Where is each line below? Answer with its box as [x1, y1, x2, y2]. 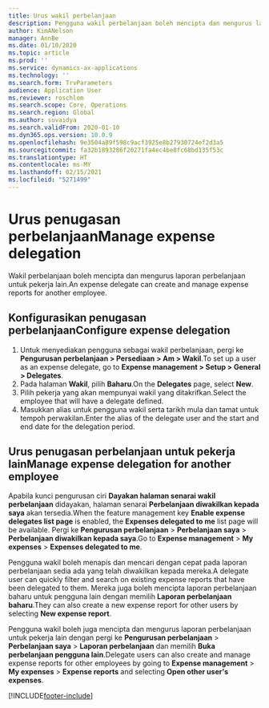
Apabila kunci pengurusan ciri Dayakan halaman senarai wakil [8, 491, 216, 501]
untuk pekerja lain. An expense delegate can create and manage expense [8, 279, 249, 289]
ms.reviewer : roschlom [8, 94, 84, 102]
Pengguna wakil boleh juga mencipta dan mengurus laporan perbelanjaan [8, 625, 251, 634]
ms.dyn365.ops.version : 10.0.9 [8, 131, 113, 139]
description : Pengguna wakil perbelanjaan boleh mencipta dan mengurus [8, 19, 252, 27]
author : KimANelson [8, 26, 74, 34]
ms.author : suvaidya [8, 116, 78, 124]
